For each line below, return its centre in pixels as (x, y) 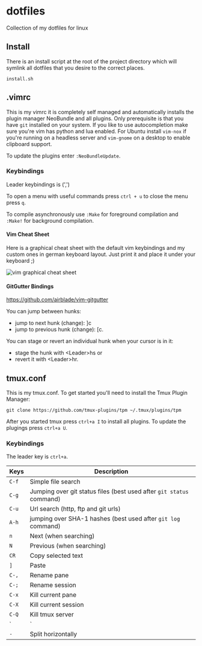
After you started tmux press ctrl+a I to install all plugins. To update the (96, 421)
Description (111, 472)
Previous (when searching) (68, 546)
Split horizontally (53, 634)
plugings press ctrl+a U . (37, 428)
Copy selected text (56, 555)
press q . (16, 202)
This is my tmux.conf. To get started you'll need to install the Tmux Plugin (97, 393)
